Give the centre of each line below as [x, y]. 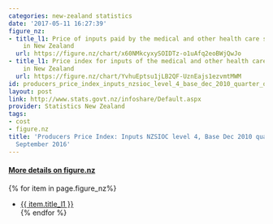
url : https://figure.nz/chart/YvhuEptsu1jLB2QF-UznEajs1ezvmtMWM [129, 76]
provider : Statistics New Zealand [67, 106]
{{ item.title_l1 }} [47, 204]
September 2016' [43, 144]
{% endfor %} [43, 213]
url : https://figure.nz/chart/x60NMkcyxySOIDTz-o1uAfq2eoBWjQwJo [129, 54]
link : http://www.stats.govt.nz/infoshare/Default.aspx [105, 99]
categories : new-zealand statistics [70, 16]
